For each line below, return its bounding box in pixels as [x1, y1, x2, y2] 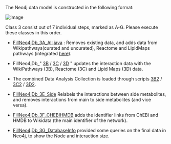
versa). [12, 102, 28, 108]
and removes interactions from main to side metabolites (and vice [12, 97, 152, 102]
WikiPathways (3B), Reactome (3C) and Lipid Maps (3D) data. [12, 66, 143, 72]
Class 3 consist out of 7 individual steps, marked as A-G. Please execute [5, 24, 158, 30]
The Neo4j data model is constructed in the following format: [5, 5, 134, 10]
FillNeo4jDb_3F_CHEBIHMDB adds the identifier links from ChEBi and [12, 112, 159, 118]
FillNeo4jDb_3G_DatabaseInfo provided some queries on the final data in [12, 128, 166, 133]
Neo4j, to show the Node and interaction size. [12, 133, 110, 139]
